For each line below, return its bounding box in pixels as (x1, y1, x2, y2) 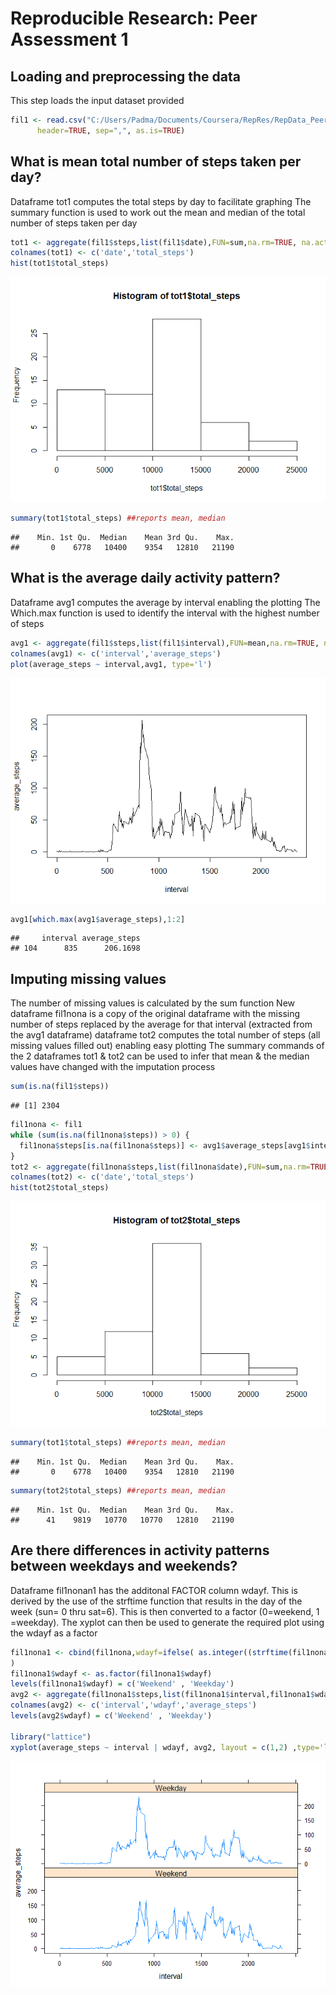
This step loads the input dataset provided (10, 95, 185, 106)
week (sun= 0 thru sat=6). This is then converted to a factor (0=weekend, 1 (10, 1605, 320, 1617)
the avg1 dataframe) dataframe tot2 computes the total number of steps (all (10, 1029, 321, 1041)
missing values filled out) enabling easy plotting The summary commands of (10, 1040, 325, 1052)
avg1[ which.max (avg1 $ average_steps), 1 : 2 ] (10, 914, 186, 924)
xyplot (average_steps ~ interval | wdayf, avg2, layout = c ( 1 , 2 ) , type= (10, 1742, 320, 1752)
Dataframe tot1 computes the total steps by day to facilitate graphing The (10, 195, 312, 207)
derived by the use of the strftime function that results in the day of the (10, 1595, 303, 1607)
